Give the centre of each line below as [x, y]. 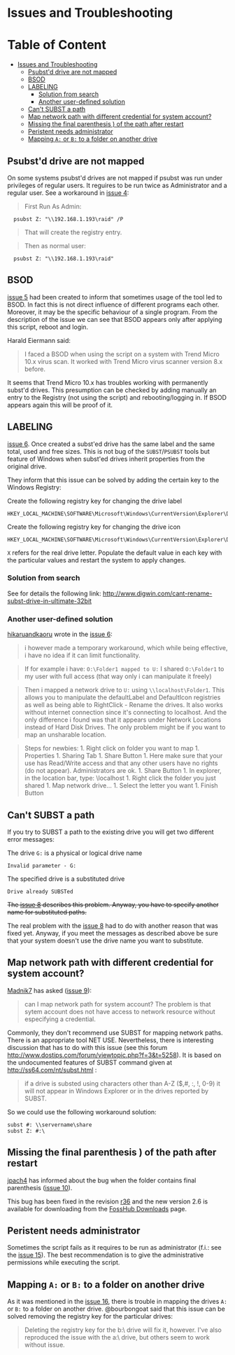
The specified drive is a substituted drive [66, 879]
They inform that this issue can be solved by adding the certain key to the [113, 480]
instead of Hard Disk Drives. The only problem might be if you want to [125, 727]
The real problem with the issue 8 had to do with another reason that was [113, 925]
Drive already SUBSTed [40, 891]
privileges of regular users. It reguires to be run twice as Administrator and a [117, 185]
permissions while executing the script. [64, 1262]
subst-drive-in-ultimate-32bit [50, 600]
